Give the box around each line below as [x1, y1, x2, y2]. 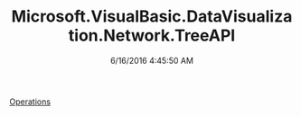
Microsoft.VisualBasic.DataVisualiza [11, 6, 293, 27]
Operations [9, 96, 52, 107]
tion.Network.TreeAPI [68, 25, 236, 46]
